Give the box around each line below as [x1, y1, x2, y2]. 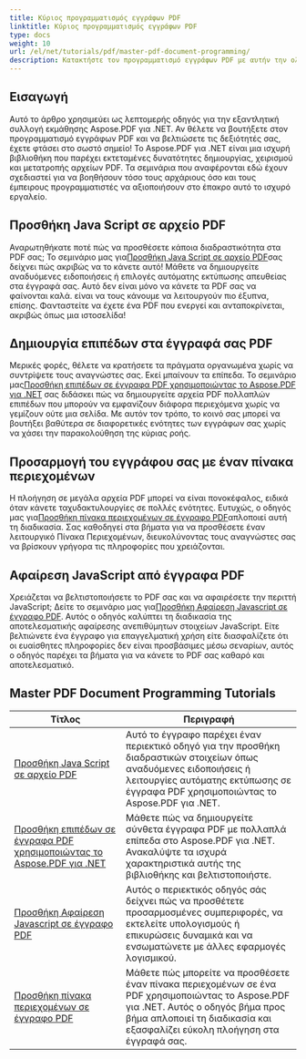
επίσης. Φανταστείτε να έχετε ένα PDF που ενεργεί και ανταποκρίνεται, [9, 300, 285, 311]
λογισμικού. [126, 951, 178, 964]
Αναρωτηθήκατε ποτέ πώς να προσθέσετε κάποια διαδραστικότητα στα [9, 242, 281, 252]
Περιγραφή [183, 713, 235, 725]
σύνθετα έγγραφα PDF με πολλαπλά [126, 822, 287, 835]
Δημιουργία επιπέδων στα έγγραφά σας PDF [9, 336, 273, 352]
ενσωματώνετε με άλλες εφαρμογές [126, 940, 287, 952]
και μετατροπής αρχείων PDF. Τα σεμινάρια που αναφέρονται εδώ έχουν [9, 161, 289, 173]
